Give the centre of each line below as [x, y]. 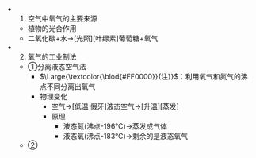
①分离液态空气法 [57, 67]
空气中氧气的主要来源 [62, 18]
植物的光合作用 [52, 28]
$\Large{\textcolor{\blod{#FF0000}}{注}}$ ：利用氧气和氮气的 [140, 77]
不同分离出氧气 [71, 87]
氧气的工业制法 [52, 57]
